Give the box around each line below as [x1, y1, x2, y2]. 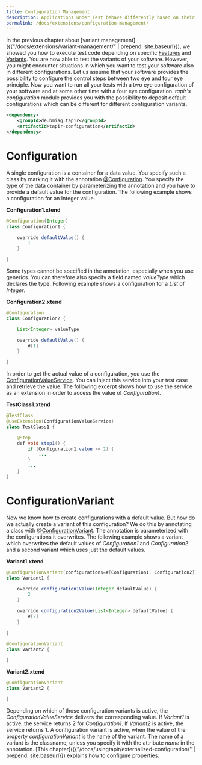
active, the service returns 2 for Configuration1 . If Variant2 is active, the [6, 720, 184, 727]
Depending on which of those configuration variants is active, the [6, 707, 168, 714]
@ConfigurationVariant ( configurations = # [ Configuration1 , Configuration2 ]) [6, 569, 198, 575]
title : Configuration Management [6, 8, 90, 15]
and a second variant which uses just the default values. [6, 546, 146, 553]
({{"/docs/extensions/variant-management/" [6, 43, 116, 50]
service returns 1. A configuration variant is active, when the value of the [6, 726, 186, 733]
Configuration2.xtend [6, 299, 62, 306]
